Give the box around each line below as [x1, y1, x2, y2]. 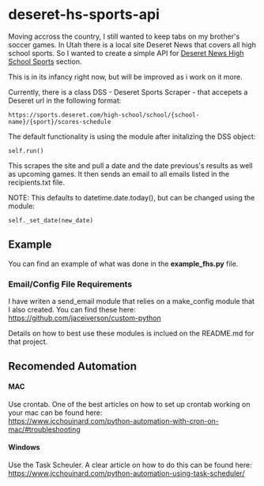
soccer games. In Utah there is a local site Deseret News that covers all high [8, 39, 257, 49]
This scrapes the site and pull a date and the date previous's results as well [8, 160, 253, 170]
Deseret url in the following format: [8, 95, 122, 105]
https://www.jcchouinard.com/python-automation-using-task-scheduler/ [8, 468, 245, 478]
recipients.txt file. [8, 178, 66, 187]
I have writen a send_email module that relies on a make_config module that [8, 297, 255, 306]
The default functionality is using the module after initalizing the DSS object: [8, 132, 256, 141]
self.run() [8, 147, 44, 155]
